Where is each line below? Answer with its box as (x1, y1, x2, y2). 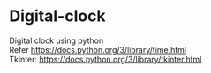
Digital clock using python (9, 35, 104, 46)
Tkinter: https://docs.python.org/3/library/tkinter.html (9, 54, 202, 64)
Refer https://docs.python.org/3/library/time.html (9, 44, 187, 55)
